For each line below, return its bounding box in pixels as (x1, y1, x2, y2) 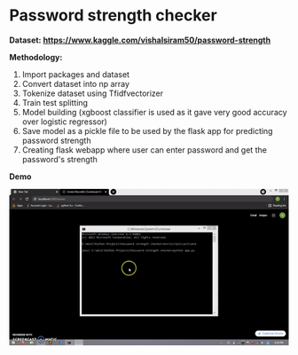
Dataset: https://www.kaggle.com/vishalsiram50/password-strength (9, 35, 271, 45)
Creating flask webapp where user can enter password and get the (21, 144, 268, 155)
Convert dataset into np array (21, 78, 130, 89)
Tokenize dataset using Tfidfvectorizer (21, 88, 164, 99)
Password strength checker (9, 5, 217, 26)
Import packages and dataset (21, 68, 130, 80)
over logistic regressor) (21, 116, 108, 127)
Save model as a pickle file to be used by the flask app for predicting (21, 125, 273, 136)
